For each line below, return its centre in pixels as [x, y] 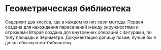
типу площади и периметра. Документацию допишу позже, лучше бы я [80, 37]
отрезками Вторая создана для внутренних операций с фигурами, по [78, 32]
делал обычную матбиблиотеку [38, 42]
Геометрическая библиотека [68, 8]
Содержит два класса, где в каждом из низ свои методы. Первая [74, 22]
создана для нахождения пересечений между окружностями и [72, 27]
